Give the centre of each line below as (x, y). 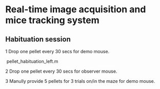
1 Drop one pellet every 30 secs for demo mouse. (57, 51)
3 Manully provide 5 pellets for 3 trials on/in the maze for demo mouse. (80, 81)
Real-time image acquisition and (76, 9)
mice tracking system (52, 20)
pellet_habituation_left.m (32, 61)
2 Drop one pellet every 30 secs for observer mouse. (61, 71)
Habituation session (38, 39)
